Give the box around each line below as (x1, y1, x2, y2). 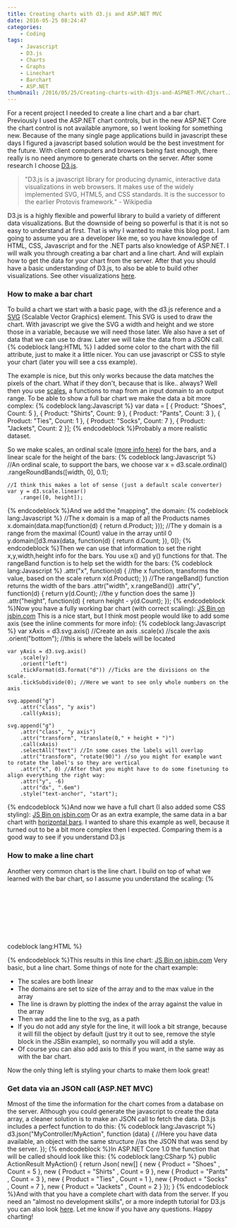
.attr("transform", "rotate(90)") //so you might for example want (20, 753, 222, 761)
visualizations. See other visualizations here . (7, 272, 136, 280)
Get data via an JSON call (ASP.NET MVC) (7, 1084, 154, 1094)
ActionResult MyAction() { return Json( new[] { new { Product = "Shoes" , (7, 1160, 221, 1169)
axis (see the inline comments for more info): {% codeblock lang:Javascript (7, 619, 226, 628)
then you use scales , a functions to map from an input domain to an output (7, 386, 224, 395)
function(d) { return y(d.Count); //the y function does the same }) (7, 589, 195, 598)
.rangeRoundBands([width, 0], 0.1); (7, 468, 109, 476)
